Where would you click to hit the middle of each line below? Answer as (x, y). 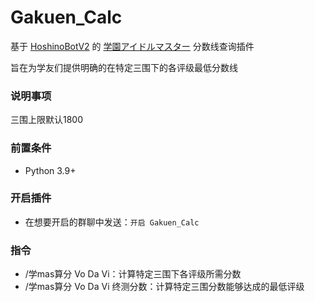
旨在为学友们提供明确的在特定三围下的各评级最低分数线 (124, 67)
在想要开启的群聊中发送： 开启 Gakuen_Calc (112, 222)
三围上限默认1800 (47, 120)
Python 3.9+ (50, 170)
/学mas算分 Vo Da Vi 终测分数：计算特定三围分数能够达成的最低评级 (164, 287)
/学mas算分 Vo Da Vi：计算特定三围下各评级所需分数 (133, 274)
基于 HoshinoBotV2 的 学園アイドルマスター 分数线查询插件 (132, 46)
